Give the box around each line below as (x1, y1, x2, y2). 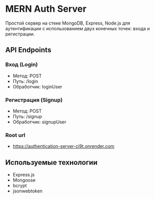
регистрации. (5, 31, 35, 37)
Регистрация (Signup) (5, 96, 63, 103)
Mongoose (12, 177, 36, 183)
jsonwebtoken (12, 188, 42, 194)
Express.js (12, 172, 35, 178)
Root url (5, 131, 26, 139)
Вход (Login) (5, 61, 38, 68)
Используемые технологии (5, 158, 98, 167)
